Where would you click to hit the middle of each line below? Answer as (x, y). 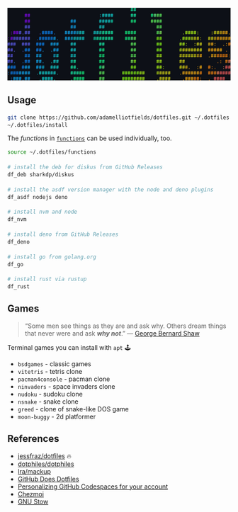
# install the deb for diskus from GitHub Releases (85, 167)
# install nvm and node (42, 212)
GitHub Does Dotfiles (48, 479)
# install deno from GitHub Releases (63, 234)
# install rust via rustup (47, 279)
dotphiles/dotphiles (46, 464)
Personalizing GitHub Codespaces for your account (93, 487)
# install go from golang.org (52, 257)
